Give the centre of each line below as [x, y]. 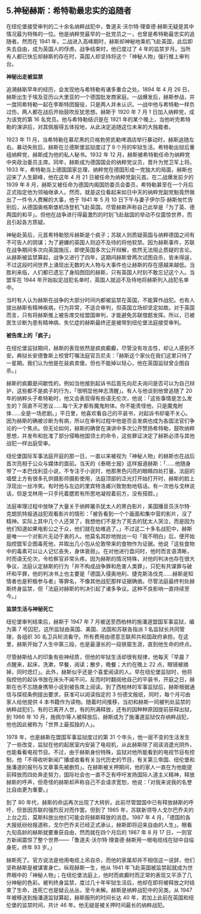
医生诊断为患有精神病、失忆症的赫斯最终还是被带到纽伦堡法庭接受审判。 [95, 322]
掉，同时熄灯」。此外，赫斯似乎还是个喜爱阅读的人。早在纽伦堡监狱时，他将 [99, 672]
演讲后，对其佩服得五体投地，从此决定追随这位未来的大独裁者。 [95, 127]
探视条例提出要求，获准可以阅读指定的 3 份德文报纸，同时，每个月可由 [103, 694]
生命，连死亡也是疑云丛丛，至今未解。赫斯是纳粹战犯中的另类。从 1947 [104, 890]
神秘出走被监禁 [25, 76]
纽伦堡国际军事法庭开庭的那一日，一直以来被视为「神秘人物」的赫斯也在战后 [100, 456]
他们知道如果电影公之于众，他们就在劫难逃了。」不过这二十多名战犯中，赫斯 [99, 528]
